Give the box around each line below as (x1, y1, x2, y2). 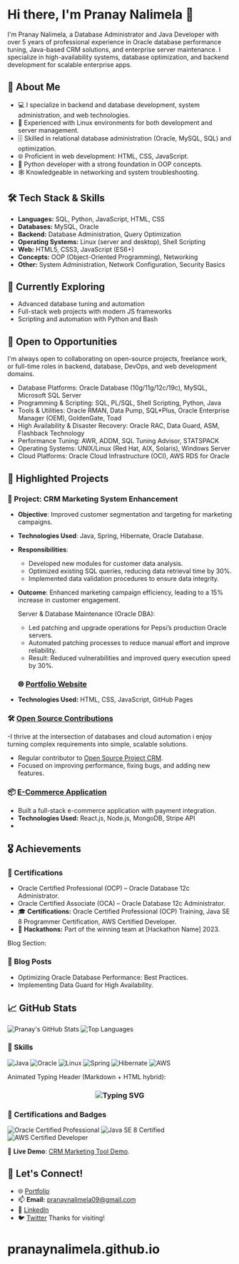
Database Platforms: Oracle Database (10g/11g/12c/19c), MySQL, (17, 383, 208, 392)
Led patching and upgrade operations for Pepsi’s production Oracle (28, 623, 227, 632)
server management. (17, 126, 80, 134)
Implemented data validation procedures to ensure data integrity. (28, 574, 220, 582)
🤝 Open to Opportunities (7, 335, 118, 348)
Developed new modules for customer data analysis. (28, 559, 183, 567)
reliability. (28, 646, 57, 654)
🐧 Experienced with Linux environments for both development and (17, 118, 213, 127)
